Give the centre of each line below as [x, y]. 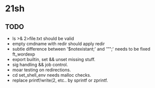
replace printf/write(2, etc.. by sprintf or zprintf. [60, 80]
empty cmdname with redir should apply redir [58, 44]
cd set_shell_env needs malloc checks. [52, 75]
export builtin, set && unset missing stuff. [54, 59]
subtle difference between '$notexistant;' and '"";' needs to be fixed [81, 49]
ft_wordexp [24, 54]
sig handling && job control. [40, 65]
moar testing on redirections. [42, 70]
